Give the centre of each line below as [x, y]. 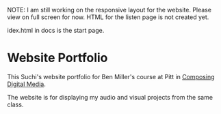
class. [15, 104]
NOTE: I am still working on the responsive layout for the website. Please [109, 10]
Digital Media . [26, 84]
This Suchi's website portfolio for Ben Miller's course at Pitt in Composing [111, 76]
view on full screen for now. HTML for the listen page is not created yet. [108, 17]
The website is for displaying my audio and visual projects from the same [110, 97]
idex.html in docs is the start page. [56, 30]
